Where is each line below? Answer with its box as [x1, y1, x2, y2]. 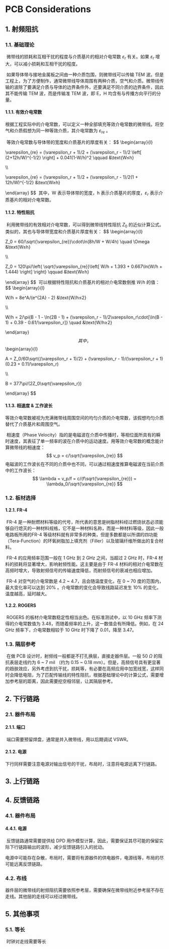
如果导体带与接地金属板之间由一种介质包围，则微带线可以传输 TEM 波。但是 [6, 71, 164, 78]
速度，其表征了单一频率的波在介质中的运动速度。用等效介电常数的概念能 [9, 438, 159, 444]
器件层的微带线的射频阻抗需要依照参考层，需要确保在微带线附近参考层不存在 [5, 887, 164, 893]
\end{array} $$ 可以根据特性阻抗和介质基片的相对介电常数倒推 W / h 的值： [5, 279, 160, 285]
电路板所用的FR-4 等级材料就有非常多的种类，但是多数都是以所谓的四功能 [5, 531, 158, 537]
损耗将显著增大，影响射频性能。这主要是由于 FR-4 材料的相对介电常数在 [14, 561, 163, 567]
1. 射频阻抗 [5, 25, 39, 33]
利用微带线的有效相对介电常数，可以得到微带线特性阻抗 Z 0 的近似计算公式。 [6, 222, 164, 229]
